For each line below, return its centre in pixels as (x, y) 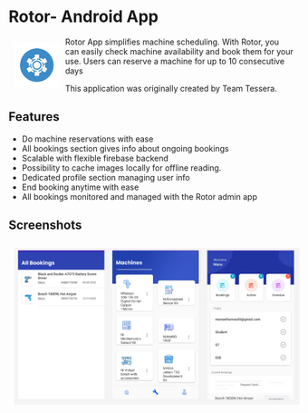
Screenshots (45, 226)
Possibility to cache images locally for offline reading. (121, 167)
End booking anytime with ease (80, 187)
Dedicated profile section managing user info (106, 177)
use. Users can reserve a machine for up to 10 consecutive (175, 61)
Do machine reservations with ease (87, 139)
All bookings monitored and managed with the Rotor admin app (139, 196)
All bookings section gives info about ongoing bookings (125, 148)
